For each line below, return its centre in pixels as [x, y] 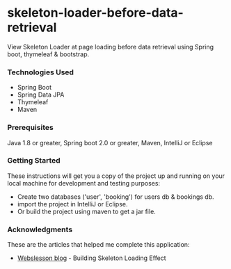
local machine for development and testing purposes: [84, 183]
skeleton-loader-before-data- [96, 13]
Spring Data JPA [41, 95]
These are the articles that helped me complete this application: [98, 245]
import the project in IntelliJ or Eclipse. [72, 204]
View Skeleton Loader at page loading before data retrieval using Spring [111, 47]
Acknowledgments [40, 229]
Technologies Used [41, 72]
